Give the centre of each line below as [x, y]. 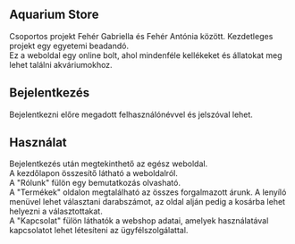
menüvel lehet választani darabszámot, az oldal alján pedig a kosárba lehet [147, 202]
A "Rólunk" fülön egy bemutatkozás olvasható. [95, 183]
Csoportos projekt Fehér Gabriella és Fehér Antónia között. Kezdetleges [141, 36]
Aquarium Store [54, 15]
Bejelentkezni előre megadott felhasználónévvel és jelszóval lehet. [131, 114]
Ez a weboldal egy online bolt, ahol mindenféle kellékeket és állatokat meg [146, 55]
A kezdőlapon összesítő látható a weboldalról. [94, 173]
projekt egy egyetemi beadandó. [69, 46]
